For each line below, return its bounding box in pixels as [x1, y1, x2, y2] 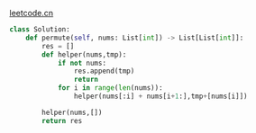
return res [41, 116, 83, 125]
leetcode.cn [9, 8, 54, 18]
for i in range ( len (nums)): [57, 84, 164, 93]
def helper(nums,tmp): [41, 49, 127, 59]
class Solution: [9, 25, 70, 34]
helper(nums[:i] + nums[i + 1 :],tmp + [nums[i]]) [73, 92, 248, 101]
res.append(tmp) [73, 66, 135, 75]
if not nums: [57, 58, 106, 67]
